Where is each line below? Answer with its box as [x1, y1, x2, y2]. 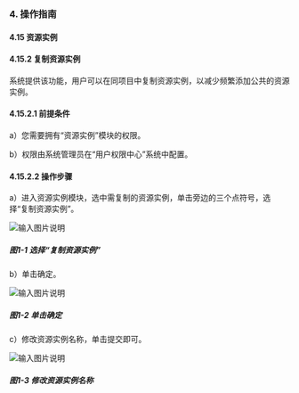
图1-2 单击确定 [9, 309, 62, 320]
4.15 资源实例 [9, 31, 58, 42]
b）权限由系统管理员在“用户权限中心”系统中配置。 [9, 149, 193, 160]
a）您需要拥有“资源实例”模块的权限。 [9, 129, 146, 140]
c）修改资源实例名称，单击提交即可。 [9, 334, 147, 345]
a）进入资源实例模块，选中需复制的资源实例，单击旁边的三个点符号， [9, 192, 263, 203]
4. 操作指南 [9, 7, 57, 20]
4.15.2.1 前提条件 [9, 109, 71, 119]
